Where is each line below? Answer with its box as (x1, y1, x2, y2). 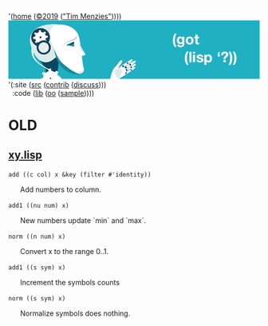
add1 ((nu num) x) (8, 202, 69, 210)
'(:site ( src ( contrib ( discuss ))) (8, 80, 107, 89)
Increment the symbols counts (19, 278, 120, 288)
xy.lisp (8, 148, 42, 161)
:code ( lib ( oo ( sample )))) (11, 89, 95, 98)
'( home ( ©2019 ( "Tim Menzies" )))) (8, 11, 122, 21)
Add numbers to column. (19, 185, 102, 194)
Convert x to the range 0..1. (19, 247, 109, 256)
